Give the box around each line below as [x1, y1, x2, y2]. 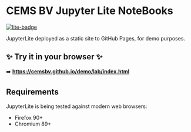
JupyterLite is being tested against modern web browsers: [6, 103, 148, 110]
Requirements [6, 87, 59, 97]
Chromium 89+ [14, 120, 52, 127]
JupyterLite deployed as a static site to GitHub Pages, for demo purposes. [6, 35, 186, 42]
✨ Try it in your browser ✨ [6, 52, 103, 62]
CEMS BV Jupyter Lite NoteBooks [6, 4, 173, 18]
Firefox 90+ [14, 114, 43, 121]
